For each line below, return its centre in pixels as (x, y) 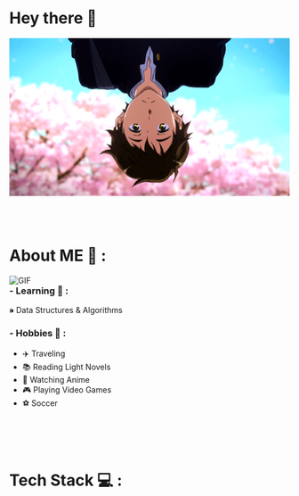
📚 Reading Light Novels (66, 367)
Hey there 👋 (53, 18)
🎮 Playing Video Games (67, 389)
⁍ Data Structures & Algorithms (66, 310)
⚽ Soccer (40, 403)
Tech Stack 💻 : (66, 480)
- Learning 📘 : (39, 291)
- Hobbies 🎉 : (38, 334)
